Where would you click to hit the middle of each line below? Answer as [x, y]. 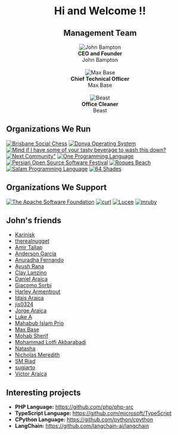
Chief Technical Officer [100, 79]
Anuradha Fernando [39, 260]
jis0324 [24, 304]
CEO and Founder [100, 54]
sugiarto [25, 368]
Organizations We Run [49, 129]
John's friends [34, 220]
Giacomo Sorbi [33, 285]
